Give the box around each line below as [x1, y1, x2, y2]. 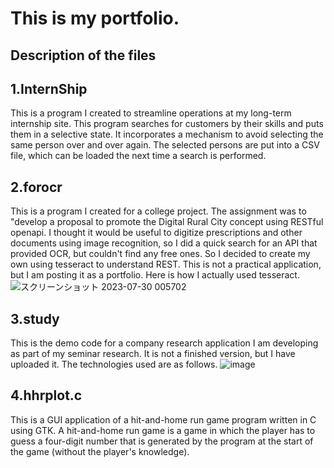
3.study [10, 310, 60, 327]
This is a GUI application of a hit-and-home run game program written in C [10, 413, 317, 426]
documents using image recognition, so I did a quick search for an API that [10, 237, 318, 249]
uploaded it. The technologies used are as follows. [10, 358, 218, 371]
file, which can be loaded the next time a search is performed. [10, 150, 267, 162]
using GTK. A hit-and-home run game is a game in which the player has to [10, 424, 316, 436]
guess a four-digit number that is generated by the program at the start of [10, 435, 314, 447]
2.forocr [10, 178, 63, 196]
